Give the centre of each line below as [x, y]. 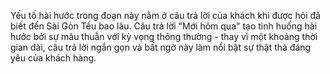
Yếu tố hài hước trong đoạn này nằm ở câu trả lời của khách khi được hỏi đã [165, 15]
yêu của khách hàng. [53, 58]
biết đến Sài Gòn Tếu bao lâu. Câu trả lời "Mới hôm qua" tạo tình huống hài [164, 26]
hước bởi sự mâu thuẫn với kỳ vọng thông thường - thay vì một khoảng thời [164, 36]
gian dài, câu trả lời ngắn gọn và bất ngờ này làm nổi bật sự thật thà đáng [161, 47]
